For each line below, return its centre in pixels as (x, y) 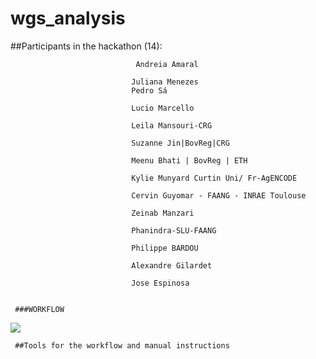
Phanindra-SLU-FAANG (174, 230)
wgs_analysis (68, 18)
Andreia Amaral (167, 64)
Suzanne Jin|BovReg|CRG (180, 143)
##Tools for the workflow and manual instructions (122, 345)
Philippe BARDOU (165, 248)
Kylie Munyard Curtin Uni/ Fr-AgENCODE (214, 178)
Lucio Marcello (163, 108)
